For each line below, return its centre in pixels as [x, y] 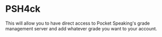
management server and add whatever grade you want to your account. [81, 28]
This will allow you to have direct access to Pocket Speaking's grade [78, 23]
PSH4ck [23, 9]
